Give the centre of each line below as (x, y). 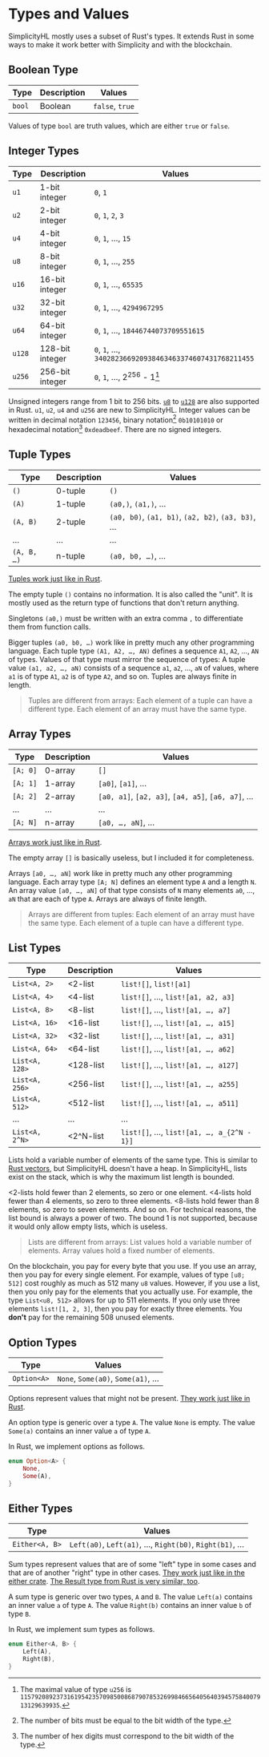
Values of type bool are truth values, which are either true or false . (119, 126)
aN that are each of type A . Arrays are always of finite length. (108, 899)
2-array (60, 796)
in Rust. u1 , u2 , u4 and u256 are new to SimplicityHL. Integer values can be (129, 410)
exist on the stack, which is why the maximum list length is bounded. (121, 1177)
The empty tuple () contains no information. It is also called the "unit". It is (131, 594)
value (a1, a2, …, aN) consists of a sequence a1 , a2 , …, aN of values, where (134, 668)
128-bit (55, 348)
